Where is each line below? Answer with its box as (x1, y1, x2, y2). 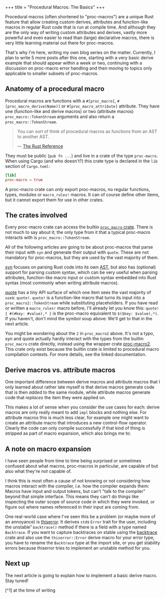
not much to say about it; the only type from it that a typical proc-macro (5, 229, 151, 235)
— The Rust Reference (17, 143, 63, 149)
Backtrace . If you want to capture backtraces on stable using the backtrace (5, 529, 158, 535)
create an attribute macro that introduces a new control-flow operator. (5, 420, 148, 426)
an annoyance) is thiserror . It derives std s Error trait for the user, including (5, 519, 157, 524)
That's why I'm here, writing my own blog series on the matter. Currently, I (5, 49, 156, 55)
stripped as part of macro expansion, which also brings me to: (5, 430, 132, 436)
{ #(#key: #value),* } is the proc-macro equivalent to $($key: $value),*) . (5, 310, 159, 316)
